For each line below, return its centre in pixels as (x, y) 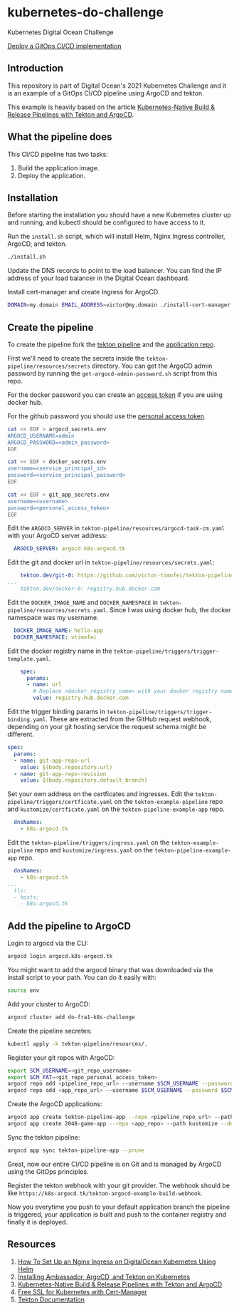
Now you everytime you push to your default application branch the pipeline (119, 1207)
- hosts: (27, 897)
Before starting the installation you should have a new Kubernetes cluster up (119, 215)
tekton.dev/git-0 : (47, 576)
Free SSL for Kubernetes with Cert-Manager (82, 1291)
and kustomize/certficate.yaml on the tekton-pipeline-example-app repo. (116, 809)
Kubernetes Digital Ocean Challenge (60, 32)
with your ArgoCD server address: (58, 536)
